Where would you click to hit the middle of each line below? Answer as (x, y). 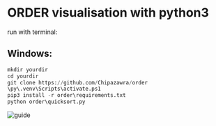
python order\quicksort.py (46, 102)
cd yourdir (23, 76)
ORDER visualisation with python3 (108, 13)
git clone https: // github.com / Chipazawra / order (78, 82)
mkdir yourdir (28, 70)
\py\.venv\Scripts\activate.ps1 (54, 89)
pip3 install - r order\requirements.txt (67, 96)
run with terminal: (32, 32)
